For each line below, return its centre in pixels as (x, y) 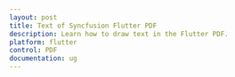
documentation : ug (43, 58)
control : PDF (33, 50)
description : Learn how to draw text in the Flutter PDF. (119, 34)
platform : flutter (43, 42)
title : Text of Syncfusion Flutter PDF (83, 26)
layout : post (33, 17)
